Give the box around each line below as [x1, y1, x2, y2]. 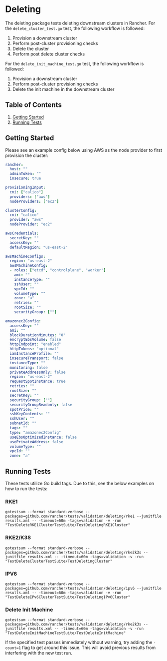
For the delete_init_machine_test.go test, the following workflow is [5, 60, 144, 66]
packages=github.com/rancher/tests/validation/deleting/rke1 [5, 514, 135, 519]
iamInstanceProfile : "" [9, 351, 59, 356]
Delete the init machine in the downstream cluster [12, 86, 115, 92]
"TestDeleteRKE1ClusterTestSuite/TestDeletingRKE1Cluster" [5, 523, 131, 528]
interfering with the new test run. [5, 650, 72, 656]
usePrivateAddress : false [9, 439, 64, 444]
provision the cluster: [5, 152, 49, 158]
